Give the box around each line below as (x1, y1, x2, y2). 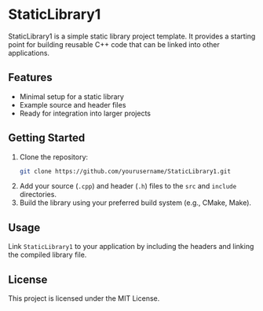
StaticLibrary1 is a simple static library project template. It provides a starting (8, 31, 256, 41)
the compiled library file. (8, 250, 87, 260)
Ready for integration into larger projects (19, 108, 152, 118)
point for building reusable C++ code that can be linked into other (8, 39, 220, 49)
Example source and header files (19, 100, 126, 109)
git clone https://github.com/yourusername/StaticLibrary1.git (19, 167, 232, 175)
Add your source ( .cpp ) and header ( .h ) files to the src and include (19, 181, 237, 191)
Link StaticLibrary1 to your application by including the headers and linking (8, 242, 254, 251)
